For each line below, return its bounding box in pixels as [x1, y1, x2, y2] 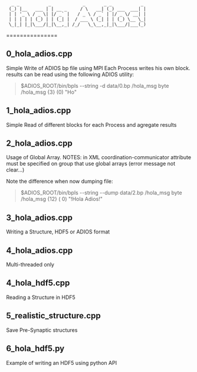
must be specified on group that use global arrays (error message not [6, 160, 176, 167]
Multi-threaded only [6, 261, 55, 268]
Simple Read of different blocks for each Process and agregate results [6, 121, 177, 128]
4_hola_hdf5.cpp [6, 278, 70, 288]
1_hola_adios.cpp [6, 106, 71, 116]
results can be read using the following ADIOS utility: [6, 71, 134, 78]
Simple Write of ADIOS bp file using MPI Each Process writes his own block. [6, 64, 191, 71]
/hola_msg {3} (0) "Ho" [20, 88, 77, 96]
